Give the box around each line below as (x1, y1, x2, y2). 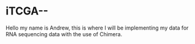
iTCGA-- (5, 4, 49, 18)
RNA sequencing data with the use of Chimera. (5, 30, 123, 37)
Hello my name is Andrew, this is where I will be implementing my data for (5, 24, 189, 31)
